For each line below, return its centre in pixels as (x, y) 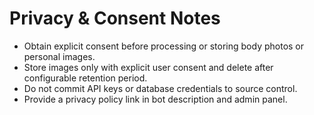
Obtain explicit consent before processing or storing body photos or (164, 46)
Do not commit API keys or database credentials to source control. (160, 88)
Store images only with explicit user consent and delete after (148, 67)
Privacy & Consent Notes (115, 18)
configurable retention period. (85, 78)
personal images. (59, 56)
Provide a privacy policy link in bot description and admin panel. (155, 99)
